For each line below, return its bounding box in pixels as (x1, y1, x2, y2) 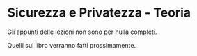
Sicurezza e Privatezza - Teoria (7, 5, 191, 21)
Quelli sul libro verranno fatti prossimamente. (7, 41, 136, 49)
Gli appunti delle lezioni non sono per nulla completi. (7, 28, 157, 36)
